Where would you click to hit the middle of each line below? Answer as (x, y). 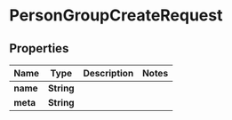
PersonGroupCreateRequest (116, 16)
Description (108, 73)
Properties (39, 48)
